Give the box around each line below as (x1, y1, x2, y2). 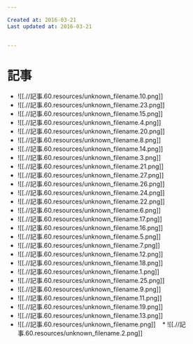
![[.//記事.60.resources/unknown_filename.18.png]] (17, 259, 163, 267)
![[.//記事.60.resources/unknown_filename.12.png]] (17, 250, 164, 258)
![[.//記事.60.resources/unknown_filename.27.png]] (17, 171, 164, 180)
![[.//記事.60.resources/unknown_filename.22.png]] (17, 197, 166, 206)
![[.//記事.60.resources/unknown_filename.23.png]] (17, 101, 165, 110)
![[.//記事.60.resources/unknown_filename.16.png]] (17, 224, 163, 232)
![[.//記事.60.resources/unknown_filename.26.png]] (17, 180, 165, 188)
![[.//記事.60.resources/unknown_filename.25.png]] (17, 277, 165, 285)
